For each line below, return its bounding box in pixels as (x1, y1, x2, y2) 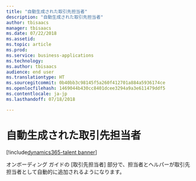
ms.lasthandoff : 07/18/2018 (6, 96, 76, 102)
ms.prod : (6, 47, 28, 53)
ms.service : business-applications (6, 52, 94, 58)
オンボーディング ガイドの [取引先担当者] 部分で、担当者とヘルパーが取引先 (6, 160, 191, 168)
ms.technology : (6, 58, 44, 64)
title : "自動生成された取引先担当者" (6, 8, 88, 15)
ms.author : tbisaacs (6, 63, 57, 70)
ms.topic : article (6, 42, 52, 48)
